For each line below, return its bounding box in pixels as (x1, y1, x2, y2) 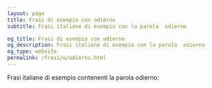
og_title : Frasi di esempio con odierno (7, 35, 126, 42)
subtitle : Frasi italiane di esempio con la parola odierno (7, 23, 187, 30)
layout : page (7, 10, 45, 17)
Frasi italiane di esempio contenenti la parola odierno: (7, 73, 160, 81)
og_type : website (7, 48, 57, 55)
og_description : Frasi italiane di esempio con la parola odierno (7, 42, 206, 49)
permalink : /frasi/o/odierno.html (7, 54, 107, 62)
